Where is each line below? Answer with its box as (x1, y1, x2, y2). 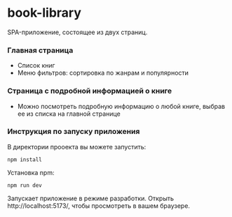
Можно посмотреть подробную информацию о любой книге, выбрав (17, 102, 226, 110)
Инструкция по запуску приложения (7, 127, 140, 137)
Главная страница (7, 45, 74, 55)
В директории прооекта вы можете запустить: (7, 142, 146, 151)
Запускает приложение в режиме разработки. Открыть (7, 194, 174, 202)
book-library (7, 5, 82, 21)
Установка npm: (7, 168, 55, 177)
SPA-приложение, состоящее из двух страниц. (7, 28, 148, 36)
